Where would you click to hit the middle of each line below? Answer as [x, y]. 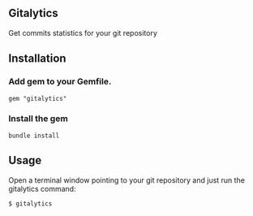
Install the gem [39, 119]
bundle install [34, 136]
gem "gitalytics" [38, 98]
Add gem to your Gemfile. [60, 82]
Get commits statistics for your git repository [83, 32]
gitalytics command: [42, 188]
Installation [37, 59]
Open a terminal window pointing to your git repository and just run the [127, 180]
